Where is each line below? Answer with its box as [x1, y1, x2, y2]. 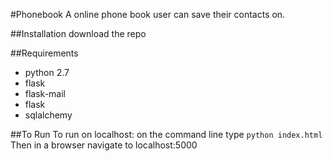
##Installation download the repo [10, 28, 147, 39]
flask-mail [24, 88, 67, 99]
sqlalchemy [24, 109, 73, 121]
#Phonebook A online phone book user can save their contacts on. [10, 9, 286, 20]
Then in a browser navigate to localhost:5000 [10, 139, 198, 151]
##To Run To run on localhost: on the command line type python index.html [10, 129, 323, 140]
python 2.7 [24, 67, 70, 78]
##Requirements [10, 47, 79, 59]
